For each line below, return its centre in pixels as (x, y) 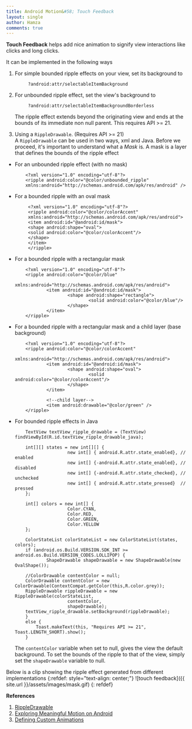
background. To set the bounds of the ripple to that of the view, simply (100, 655)
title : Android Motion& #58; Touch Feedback (60, 11)
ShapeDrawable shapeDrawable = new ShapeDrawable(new (113, 561)
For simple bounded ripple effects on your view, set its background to (99, 73)
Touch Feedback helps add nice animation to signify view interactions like (96, 45)
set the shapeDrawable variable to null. (60, 661)
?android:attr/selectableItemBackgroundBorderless (91, 106)
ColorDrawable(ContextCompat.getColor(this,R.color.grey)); (90, 586)
